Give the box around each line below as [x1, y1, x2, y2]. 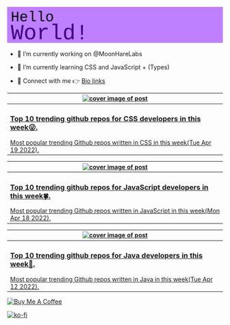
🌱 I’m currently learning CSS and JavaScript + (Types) [16, 62, 170, 71]
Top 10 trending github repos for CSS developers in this [10, 114, 201, 123]
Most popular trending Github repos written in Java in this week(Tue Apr [10, 275, 214, 283]
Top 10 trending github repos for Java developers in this [10, 251, 203, 261]
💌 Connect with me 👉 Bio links [16, 76, 105, 85]
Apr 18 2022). [10, 214, 51, 222]
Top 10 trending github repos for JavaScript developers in [10, 182, 209, 192]
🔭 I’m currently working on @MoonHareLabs [16, 49, 142, 58]
